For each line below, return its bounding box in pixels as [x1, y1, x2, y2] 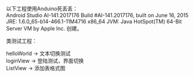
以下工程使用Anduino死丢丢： [6, 5, 78, 12]
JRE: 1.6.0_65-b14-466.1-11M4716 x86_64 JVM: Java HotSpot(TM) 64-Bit [6, 18, 182, 25]
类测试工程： [6, 38, 37, 44]
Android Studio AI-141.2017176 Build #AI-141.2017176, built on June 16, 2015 [6, 12, 189, 19]
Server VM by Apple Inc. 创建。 [6, 25, 82, 32]
